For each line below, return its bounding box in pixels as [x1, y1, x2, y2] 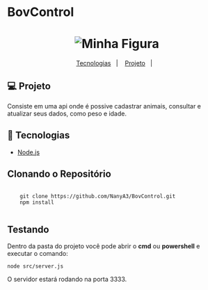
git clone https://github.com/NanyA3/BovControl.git [19, 193, 176, 200]
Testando [7, 223, 49, 235]
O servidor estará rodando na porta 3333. [7, 275, 127, 284]
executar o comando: [7, 250, 68, 258]
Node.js [17, 147, 40, 156]
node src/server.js [7, 263, 64, 270]
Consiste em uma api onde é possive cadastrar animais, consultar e [7, 102, 202, 110]
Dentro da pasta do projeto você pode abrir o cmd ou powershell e [7, 242, 200, 250]
